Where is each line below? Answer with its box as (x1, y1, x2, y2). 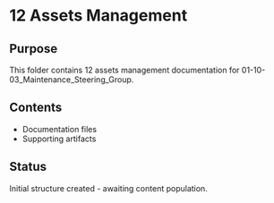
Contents (9, 100, 63, 115)
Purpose (9, 41, 58, 56)
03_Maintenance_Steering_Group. (9, 74, 134, 85)
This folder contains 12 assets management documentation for (9, 64, 240, 75)
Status (9, 159, 47, 174)
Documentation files (21, 123, 97, 134)
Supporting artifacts (21, 133, 97, 144)
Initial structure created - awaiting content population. (9, 182, 208, 193)
